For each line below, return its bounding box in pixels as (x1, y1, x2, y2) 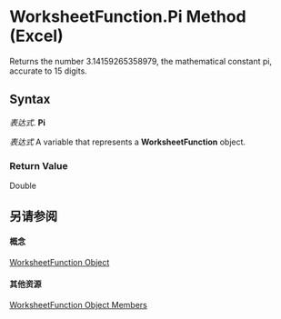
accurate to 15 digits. (9, 65, 88, 76)
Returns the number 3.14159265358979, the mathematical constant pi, (9, 55, 273, 66)
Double (9, 180, 36, 192)
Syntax (9, 92, 51, 107)
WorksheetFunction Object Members (9, 299, 147, 310)
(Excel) (9, 25, 64, 46)
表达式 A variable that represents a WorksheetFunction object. (9, 136, 246, 147)
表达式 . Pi (9, 116, 45, 128)
